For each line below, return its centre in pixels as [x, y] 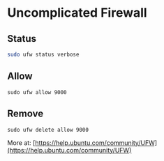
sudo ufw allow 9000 [37, 92]
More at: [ [21, 143]
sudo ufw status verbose [43, 54]
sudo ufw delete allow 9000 [48, 130]
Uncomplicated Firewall [77, 13]
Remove [25, 114]
